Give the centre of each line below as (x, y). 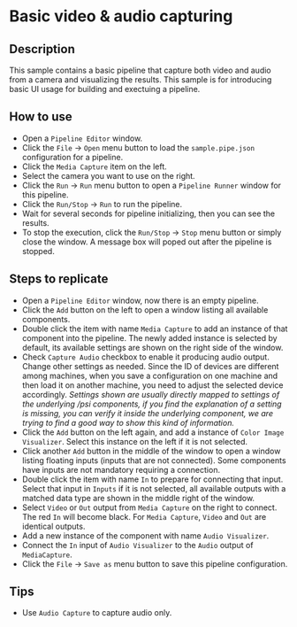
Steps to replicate (59, 279)
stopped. (38, 251)
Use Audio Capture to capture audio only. (97, 613)
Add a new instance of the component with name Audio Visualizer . (145, 535)
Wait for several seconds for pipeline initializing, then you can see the (148, 213)
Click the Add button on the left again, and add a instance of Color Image (153, 432)
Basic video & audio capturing (121, 16)
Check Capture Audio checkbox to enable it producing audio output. (145, 357)
